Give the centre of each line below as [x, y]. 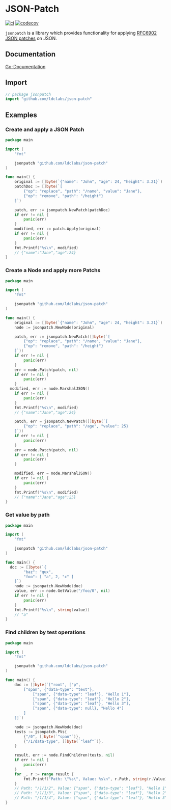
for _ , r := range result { [44, 774]
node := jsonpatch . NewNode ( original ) [54, 327]
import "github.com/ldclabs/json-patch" [49, 99]
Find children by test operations [45, 632]
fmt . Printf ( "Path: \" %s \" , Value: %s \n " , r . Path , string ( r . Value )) [96, 779]
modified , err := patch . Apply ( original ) [58, 229]
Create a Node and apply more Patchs [53, 271]
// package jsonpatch [28, 94]
